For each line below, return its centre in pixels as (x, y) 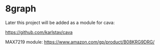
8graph (21, 9)
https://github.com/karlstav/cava (39, 32)
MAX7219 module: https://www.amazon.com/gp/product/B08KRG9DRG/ (80, 42)
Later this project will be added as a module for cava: (60, 22)
